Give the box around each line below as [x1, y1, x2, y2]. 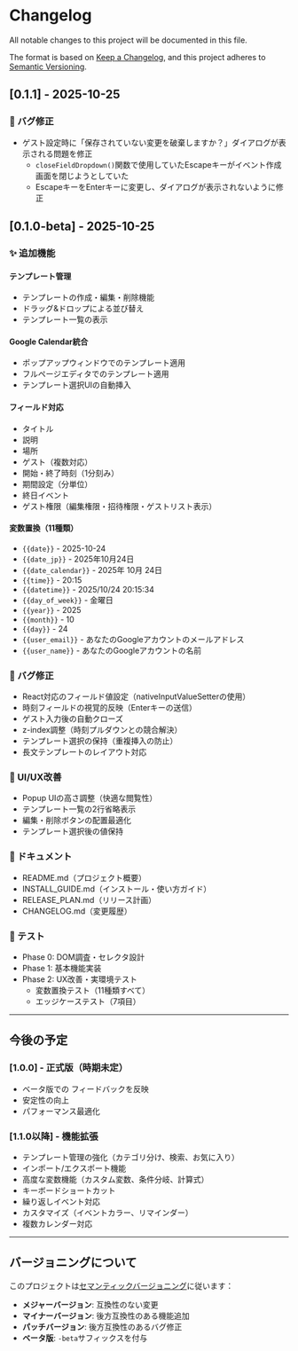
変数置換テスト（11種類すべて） [35, 985, 151, 995]
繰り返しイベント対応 [21, 1196, 100, 1206]
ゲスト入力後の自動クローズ [21, 713, 124, 724]
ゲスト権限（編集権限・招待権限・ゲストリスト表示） [21, 500, 217, 511]
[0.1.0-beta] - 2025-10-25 [9, 219, 155, 234]
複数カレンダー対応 [21, 1218, 93, 1229]
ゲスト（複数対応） [21, 456, 93, 467]
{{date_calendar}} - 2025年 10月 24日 [21, 564, 162, 575]
